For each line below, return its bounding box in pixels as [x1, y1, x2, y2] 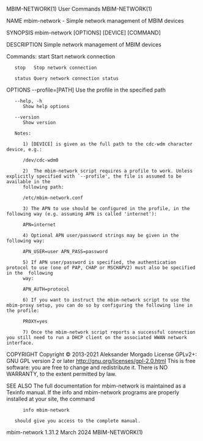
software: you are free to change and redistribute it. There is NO [6, 364, 168, 371]
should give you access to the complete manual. [14, 418, 141, 424]
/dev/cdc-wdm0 [22, 157, 59, 163]
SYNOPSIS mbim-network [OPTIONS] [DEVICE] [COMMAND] [6, 29, 161, 36]
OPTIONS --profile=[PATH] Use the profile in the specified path [6, 86, 166, 93]
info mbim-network [22, 407, 70, 413]
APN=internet [22, 222, 56, 228]
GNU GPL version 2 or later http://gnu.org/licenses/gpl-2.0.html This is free [6, 357, 196, 364]
